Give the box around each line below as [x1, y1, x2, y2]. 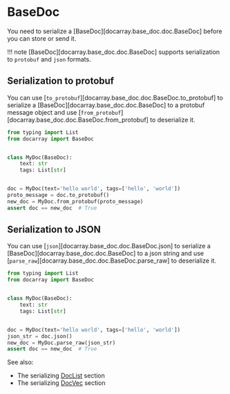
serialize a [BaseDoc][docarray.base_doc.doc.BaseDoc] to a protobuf [7, 101, 205, 109]
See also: [7, 358, 34, 366]
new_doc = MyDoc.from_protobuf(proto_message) [7, 198, 144, 205]
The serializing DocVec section [17, 379, 106, 387]
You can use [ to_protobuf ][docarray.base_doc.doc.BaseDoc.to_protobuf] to [7, 93, 223, 102]
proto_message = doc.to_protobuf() [7, 191, 110, 198]
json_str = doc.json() [7, 332, 73, 339]
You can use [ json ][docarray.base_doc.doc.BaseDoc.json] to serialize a [7, 242, 211, 250]
